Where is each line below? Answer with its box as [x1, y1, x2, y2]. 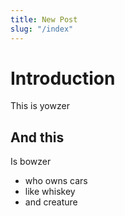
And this [10, 129, 65, 146]
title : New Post [10, 14, 78, 25]
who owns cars [24, 175, 88, 187]
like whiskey [24, 186, 76, 198]
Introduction [10, 67, 116, 90]
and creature [24, 196, 78, 208]
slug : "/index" [10, 24, 74, 34]
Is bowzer [10, 156, 52, 168]
